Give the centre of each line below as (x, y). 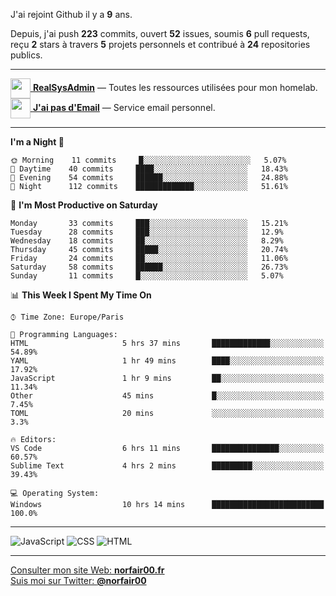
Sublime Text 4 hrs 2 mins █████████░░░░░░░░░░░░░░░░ (167, 466)
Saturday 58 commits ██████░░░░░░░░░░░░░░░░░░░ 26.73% (149, 267)
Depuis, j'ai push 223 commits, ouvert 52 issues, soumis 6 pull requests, (160, 33)
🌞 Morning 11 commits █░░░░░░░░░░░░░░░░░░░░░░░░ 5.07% (148, 160)
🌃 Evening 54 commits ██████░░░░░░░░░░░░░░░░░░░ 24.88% (149, 178)
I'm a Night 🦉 (37, 142)
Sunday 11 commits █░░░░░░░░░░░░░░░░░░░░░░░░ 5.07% (147, 276)
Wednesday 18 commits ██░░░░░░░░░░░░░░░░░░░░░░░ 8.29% (147, 241)
